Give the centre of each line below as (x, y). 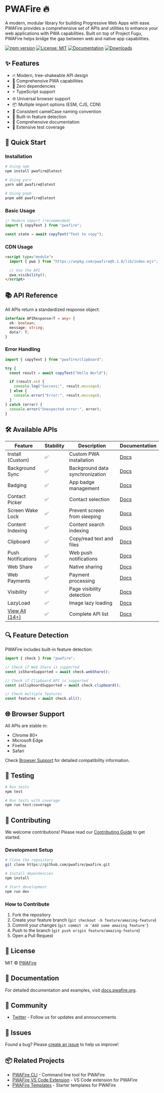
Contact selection (89, 500)
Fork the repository (31, 915)
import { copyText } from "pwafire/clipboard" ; (54, 359)
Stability (55, 446)
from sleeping (85, 517)
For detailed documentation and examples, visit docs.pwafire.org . (71, 990)
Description (92, 446)
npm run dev (17, 891)
